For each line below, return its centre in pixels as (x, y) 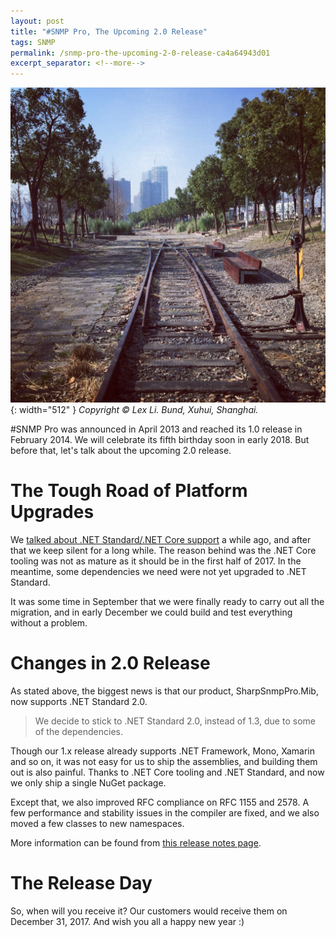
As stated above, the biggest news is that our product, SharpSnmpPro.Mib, (164, 691)
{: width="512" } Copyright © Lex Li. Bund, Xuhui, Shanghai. (134, 410)
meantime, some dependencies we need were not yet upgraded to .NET (158, 572)
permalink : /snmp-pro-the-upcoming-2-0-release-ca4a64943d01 (140, 53)
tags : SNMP (33, 42)
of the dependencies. (78, 731)
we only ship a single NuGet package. (88, 783)
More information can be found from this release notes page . (136, 843)
